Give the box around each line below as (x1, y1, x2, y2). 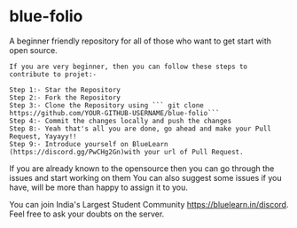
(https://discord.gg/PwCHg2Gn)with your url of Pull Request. (9, 147, 244, 156)
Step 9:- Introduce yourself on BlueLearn (9, 139, 168, 148)
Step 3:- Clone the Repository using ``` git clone (9, 100, 204, 110)
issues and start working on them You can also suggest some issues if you (9, 172, 282, 183)
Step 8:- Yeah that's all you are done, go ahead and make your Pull (9, 124, 272, 133)
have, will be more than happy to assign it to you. (9, 182, 189, 193)
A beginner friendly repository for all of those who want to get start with (9, 35, 272, 46)
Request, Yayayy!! (9, 131, 77, 141)
